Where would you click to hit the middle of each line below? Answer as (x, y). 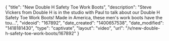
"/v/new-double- (143, 28)
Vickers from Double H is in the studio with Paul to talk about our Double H (83, 12)
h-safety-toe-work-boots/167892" (41, 33)
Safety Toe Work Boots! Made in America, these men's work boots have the (84, 18)
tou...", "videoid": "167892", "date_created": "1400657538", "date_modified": (84, 23)
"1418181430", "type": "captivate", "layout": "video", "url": (65, 28)
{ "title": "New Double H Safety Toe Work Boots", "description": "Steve (78, 7)
